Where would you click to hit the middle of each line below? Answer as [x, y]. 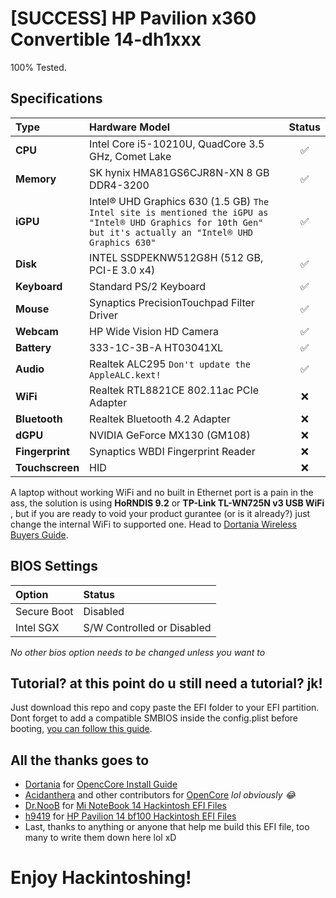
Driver [103, 315]
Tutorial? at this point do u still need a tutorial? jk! [166, 683]
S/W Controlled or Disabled [147, 627]
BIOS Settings [54, 566]
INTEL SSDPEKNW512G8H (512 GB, [176, 257]
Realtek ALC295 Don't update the [170, 364]
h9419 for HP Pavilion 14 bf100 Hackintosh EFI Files [130, 816]
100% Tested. [38, 67]
